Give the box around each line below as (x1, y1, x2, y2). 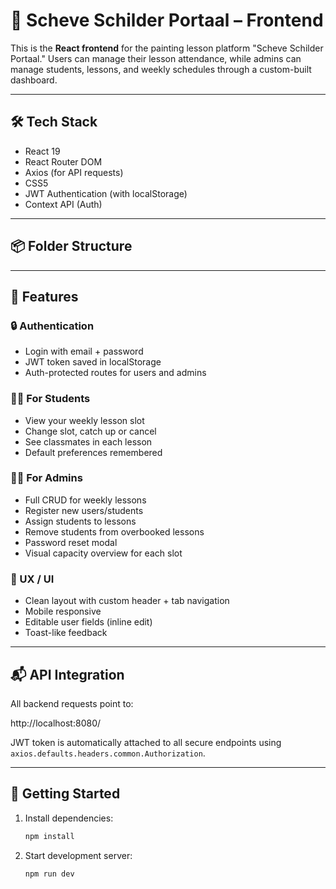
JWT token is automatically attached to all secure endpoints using (10, 736, 282, 748)
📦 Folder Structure (10, 238, 133, 255)
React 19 (24, 145, 61, 157)
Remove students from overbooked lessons (24, 525, 205, 538)
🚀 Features (10, 288, 79, 305)
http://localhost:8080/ (10, 717, 102, 729)
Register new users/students (24, 504, 144, 516)
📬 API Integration (10, 666, 125, 683)
